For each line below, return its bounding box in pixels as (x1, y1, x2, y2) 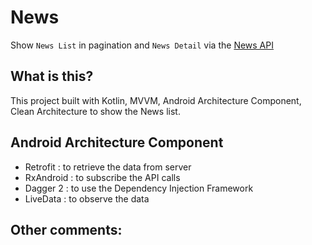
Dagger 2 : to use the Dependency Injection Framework (24, 182, 254, 194)
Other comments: (10, 221, 123, 238)
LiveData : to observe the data (24, 192, 150, 205)
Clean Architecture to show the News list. (10, 105, 181, 117)
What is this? (10, 68, 94, 85)
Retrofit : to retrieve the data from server (24, 161, 192, 173)
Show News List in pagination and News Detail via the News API (10, 39, 274, 51)
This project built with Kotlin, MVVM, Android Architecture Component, (10, 94, 302, 106)
